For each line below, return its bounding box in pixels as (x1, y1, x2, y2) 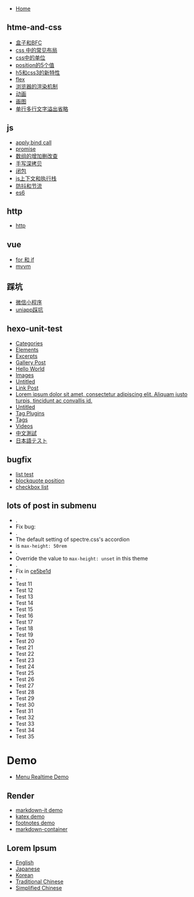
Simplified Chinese (15, 884, 62, 892)
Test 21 (15, 643, 34, 651)
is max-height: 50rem (15, 542, 68, 549)
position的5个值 (15, 61, 54, 68)
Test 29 (15, 694, 35, 702)
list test (15, 470, 34, 478)
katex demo (15, 813, 45, 820)
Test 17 (15, 618, 34, 625)
